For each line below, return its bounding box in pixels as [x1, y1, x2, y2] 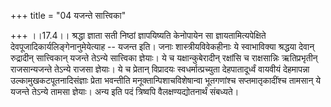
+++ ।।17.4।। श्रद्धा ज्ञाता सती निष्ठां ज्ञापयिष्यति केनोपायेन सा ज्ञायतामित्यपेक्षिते [10, 30, 267, 41]
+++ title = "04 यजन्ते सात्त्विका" [10, 10, 127, 21]
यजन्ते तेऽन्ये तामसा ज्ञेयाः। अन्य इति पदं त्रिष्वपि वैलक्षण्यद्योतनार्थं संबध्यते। [10, 86, 240, 97]
